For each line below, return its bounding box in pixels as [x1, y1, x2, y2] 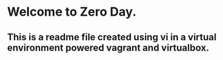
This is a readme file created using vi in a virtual [7, 31, 217, 43]
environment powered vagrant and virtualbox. [7, 42, 209, 53]
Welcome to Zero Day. [7, 4, 137, 20]
